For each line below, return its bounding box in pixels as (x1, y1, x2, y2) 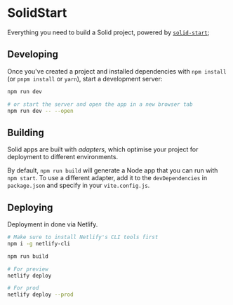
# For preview (7, 265, 49, 273)
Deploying (7, 201, 53, 213)
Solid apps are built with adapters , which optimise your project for (7, 145, 199, 154)
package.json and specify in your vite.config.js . (7, 181, 150, 190)
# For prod (7, 285, 39, 292)
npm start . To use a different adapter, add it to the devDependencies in (7, 174, 208, 182)
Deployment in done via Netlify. (7, 220, 98, 229)
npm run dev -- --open (7, 107, 74, 114)
